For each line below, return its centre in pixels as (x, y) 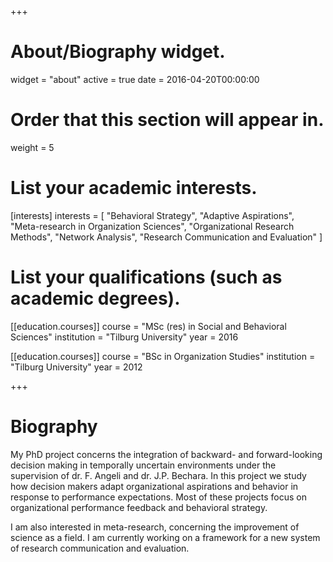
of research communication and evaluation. (100, 548)
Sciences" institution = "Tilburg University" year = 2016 (124, 337)
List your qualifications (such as (146, 277)
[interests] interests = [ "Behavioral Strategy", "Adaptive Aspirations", (152, 215)
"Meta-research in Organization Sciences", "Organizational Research (152, 226)
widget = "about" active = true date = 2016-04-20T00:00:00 (135, 79)
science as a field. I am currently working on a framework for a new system (165, 537)
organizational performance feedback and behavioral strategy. (139, 507)
